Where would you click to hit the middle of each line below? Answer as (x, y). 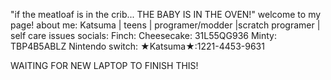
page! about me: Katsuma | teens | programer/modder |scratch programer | (165, 25)
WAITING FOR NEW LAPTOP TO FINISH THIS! (104, 65)
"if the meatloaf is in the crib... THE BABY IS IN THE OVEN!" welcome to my (166, 14)
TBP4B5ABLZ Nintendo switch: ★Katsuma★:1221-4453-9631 (137, 46)
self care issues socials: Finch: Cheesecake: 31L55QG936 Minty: (144, 35)
